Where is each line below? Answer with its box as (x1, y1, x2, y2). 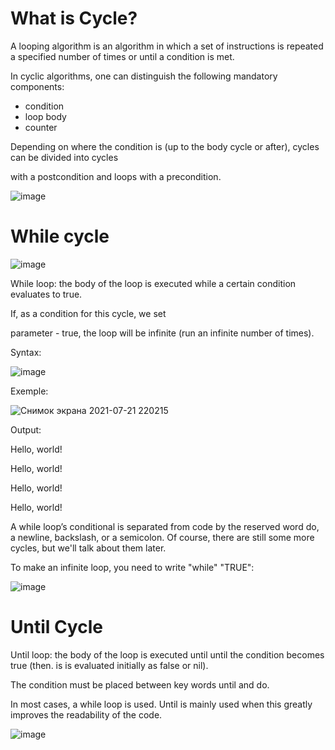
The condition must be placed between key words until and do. (10, 678, 270, 691)
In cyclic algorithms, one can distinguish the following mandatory (10, 70, 278, 82)
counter (24, 121, 58, 133)
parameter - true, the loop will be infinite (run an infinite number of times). (10, 327, 315, 339)
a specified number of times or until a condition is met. (10, 50, 235, 62)
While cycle (10, 225, 110, 248)
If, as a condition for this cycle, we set (10, 307, 167, 319)
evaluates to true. (10, 288, 83, 300)
